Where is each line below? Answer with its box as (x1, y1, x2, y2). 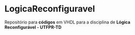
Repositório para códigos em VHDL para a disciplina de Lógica (4, 19, 131, 25)
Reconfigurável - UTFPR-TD (4, 24, 61, 30)
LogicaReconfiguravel (4, 3, 95, 14)
